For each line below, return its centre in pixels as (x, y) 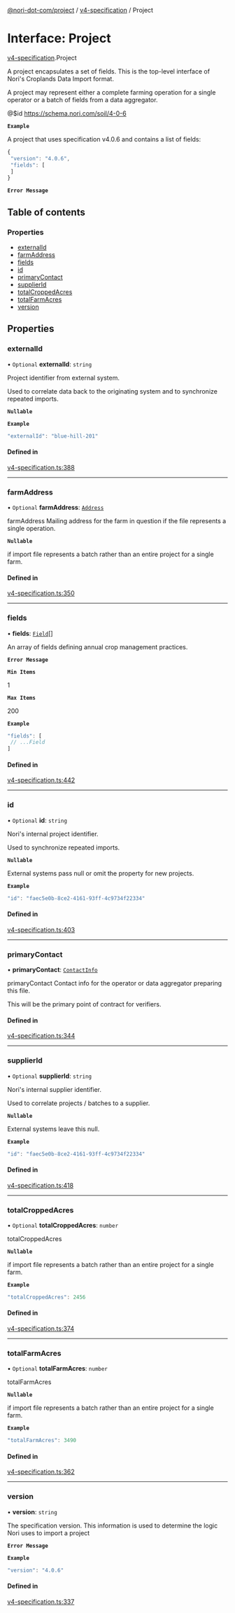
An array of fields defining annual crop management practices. (98, 646)
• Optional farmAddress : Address (56, 508)
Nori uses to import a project (49, 1532)
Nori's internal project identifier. (53, 833)
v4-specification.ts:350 (41, 593)
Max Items (22, 698)
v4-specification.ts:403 (41, 929)
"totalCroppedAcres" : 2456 (47, 1297)
